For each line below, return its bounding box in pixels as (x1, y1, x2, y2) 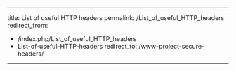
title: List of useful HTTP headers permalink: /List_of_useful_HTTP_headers (7, 14, 225, 22)
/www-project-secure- (138, 42, 205, 50)
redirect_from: (7, 22, 48, 29)
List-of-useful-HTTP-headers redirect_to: (17, 42, 138, 50)
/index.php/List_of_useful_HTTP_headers (17, 35, 137, 42)
